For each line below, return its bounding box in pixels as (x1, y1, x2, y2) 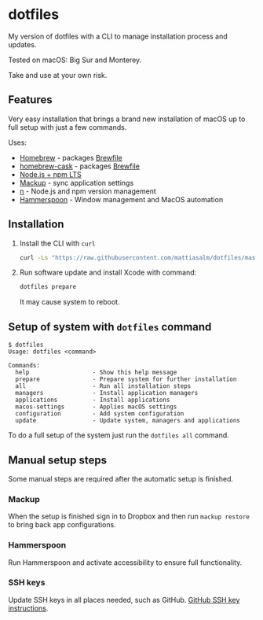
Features (8, 93, 53, 107)
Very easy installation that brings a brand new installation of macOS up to (8, 114, 246, 124)
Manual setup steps (8, 453, 108, 467)
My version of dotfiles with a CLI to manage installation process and (8, 31, 228, 41)
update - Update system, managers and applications (15, 417, 241, 425)
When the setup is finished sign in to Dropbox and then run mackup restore (8, 511, 250, 521)
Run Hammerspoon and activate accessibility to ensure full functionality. (8, 557, 243, 567)
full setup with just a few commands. (8, 122, 127, 131)
